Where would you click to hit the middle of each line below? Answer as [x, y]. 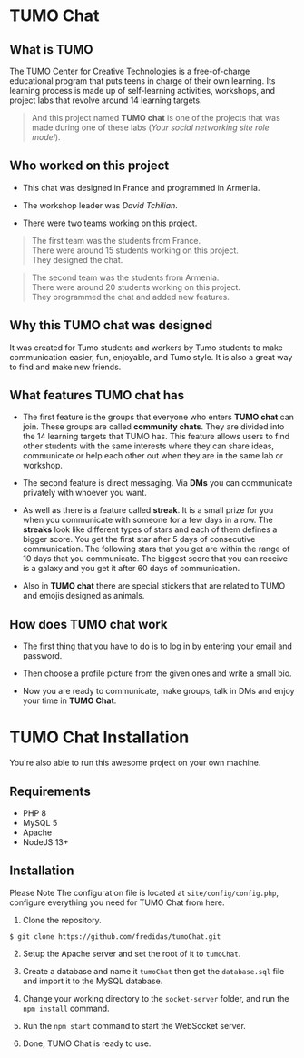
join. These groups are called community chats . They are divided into [153, 427]
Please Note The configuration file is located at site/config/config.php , [144, 892]
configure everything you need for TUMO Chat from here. [117, 902]
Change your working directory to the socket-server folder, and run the [156, 998]
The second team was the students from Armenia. [125, 277]
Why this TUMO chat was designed [111, 325]
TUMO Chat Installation [99, 737]
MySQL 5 [40, 823]
